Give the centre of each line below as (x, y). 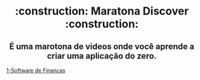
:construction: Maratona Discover (102, 11)
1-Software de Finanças (36, 70)
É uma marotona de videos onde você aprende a (102, 46)
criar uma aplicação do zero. (102, 56)
